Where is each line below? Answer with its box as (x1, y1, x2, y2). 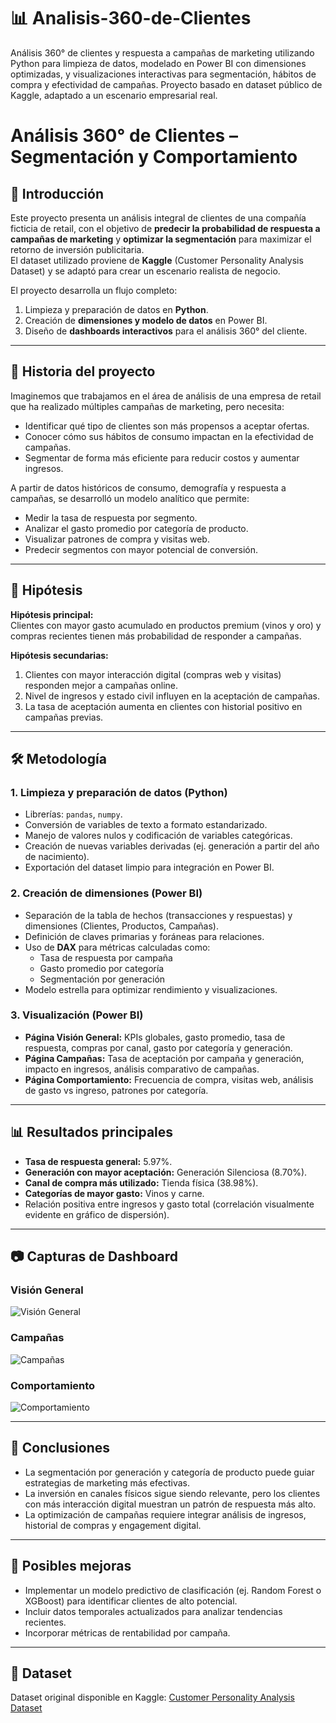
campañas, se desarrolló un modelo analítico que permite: (10, 492, 250, 504)
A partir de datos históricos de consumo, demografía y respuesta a (10, 481, 287, 494)
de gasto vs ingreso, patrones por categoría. (24, 1084, 209, 1096)
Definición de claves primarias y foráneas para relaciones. (24, 930, 265, 942)
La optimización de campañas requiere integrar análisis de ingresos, (24, 1508, 307, 1520)
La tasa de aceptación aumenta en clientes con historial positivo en (24, 700, 303, 712)
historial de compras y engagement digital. (24, 1519, 202, 1531)
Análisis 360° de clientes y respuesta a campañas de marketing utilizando (10, 46, 315, 59)
